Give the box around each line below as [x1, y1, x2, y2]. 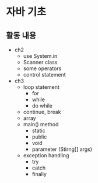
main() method [23, 121, 59, 127]
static [32, 127, 45, 134]
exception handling [23, 152, 69, 158]
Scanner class [23, 59, 58, 65]
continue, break [23, 109, 61, 115]
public [32, 133, 47, 140]
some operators [23, 65, 62, 72]
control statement [23, 71, 66, 78]
